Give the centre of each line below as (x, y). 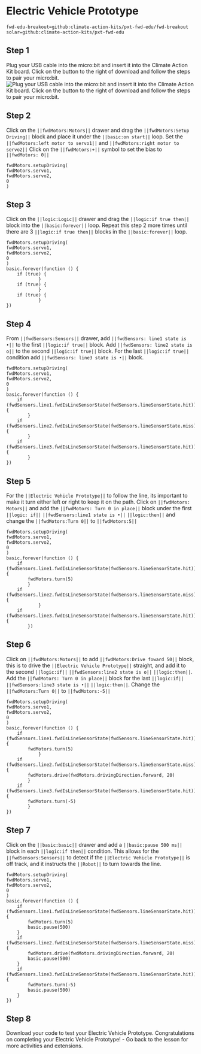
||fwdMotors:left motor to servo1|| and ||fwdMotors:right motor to (93, 143)
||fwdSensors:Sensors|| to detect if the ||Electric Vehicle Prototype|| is (98, 857)
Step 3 (19, 205)
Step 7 (19, 830)
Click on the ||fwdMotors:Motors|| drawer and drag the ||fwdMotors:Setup (98, 130)
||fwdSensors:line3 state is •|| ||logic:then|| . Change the (83, 685)
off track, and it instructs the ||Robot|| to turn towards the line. (84, 864)
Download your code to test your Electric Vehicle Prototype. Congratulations (100, 1033)
